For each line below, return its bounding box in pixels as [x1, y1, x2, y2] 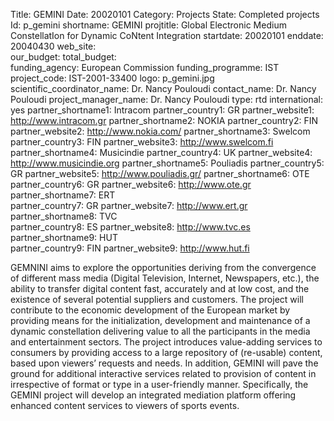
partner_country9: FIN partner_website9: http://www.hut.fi [10, 242, 250, 254]
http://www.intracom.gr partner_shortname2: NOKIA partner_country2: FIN [10, 115, 319, 126]
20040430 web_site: [10, 40, 97, 52]
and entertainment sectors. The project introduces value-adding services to [10, 336, 323, 348]
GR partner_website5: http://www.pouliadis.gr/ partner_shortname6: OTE [10, 168, 310, 179]
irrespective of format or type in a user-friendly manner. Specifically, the [10, 379, 309, 390]
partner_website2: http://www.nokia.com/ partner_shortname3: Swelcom [10, 125, 311, 137]
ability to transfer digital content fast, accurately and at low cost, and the [10, 283, 310, 294]
